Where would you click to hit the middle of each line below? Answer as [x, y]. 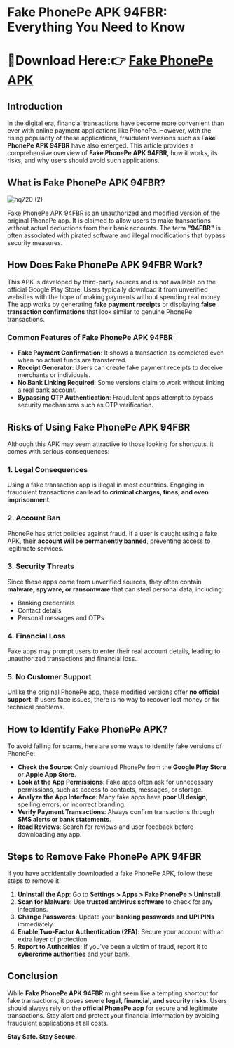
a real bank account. [47, 390]
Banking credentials [46, 603]
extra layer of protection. [53, 939]
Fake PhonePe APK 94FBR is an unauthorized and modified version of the [114, 213]
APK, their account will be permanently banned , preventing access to [109, 541]
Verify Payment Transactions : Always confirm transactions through [116, 812]
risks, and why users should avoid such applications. [83, 161]
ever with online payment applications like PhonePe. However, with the [109, 131]
